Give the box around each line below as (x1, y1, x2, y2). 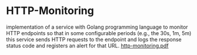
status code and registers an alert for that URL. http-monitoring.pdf (6, 42, 169, 49)
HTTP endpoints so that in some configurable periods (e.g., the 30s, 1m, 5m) (6, 29, 192, 36)
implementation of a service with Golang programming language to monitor (6, 23, 188, 30)
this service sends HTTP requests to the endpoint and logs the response (6, 36, 182, 43)
